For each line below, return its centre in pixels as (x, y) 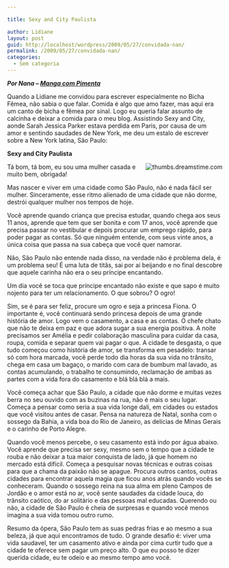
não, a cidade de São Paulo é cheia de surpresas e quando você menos (108, 508)
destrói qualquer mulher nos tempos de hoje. (70, 202)
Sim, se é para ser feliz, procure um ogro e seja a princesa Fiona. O (102, 306)
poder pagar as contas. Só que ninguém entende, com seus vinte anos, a (110, 237)
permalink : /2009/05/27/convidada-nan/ (64, 51)
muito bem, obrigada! (37, 174)
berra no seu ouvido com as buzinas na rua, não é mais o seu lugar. (103, 399)
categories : (24, 58)
